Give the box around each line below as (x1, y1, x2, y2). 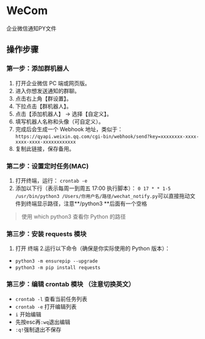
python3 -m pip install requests (15, 265, 101, 271)
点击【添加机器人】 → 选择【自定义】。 (15, 110, 113, 117)
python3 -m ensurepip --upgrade (15, 258, 98, 264)
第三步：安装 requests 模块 (6, 229, 87, 238)
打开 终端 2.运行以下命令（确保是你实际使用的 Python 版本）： (15, 245, 170, 252)
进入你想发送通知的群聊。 (15, 87, 80, 94)
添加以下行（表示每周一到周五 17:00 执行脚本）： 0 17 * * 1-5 (15, 185, 171, 192)
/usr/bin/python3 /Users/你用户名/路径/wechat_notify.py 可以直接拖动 (15, 192, 190, 199)
